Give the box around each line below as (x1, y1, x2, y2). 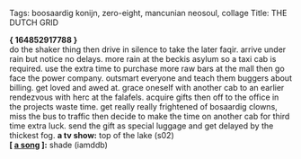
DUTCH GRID (9, 17, 59, 28)
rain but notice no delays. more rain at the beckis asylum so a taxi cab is (9, 54, 277, 64)
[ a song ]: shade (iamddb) (9, 139, 108, 150)
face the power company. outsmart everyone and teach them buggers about (9, 73, 292, 84)
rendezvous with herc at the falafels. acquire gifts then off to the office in (9, 92, 279, 102)
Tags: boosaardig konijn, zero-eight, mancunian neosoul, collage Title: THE (9, 8, 288, 18)
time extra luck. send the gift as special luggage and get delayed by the (9, 120, 274, 131)
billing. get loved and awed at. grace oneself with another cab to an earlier (9, 83, 285, 93)
